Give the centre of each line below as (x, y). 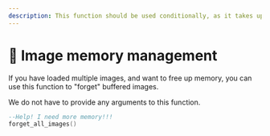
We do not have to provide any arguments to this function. (104, 102)
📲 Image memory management (113, 55)
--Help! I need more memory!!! (61, 117)
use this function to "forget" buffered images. (84, 86)
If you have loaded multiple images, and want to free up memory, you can (130, 78)
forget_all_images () (43, 124)
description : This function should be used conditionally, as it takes (131, 16)
